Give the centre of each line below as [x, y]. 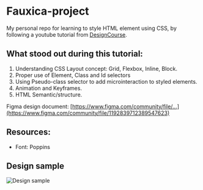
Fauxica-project [48, 11]
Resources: [28, 132]
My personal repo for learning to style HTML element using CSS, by [92, 28]
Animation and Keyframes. [49, 88]
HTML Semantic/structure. [49, 94]
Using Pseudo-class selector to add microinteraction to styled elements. [106, 81]
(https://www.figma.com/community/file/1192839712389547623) [88, 113]
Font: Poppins [33, 147]
